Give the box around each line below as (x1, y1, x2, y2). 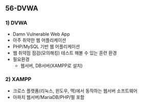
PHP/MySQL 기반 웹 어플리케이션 (12, 43, 80, 49)
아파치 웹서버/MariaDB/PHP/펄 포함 (12, 94, 85, 100)
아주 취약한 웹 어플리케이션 (12, 37, 66, 43)
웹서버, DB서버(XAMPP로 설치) (20, 62, 83, 68)
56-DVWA (5, 4, 38, 13)
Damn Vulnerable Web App (12, 31, 70, 37)
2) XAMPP (5, 75, 32, 83)
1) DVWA (5, 19, 28, 27)
